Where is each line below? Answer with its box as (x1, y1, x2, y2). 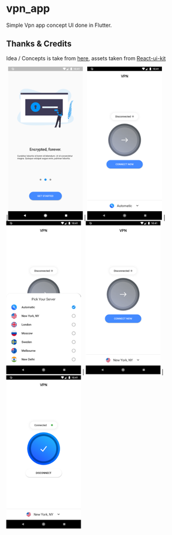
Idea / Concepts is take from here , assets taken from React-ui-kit (6, 54, 166, 61)
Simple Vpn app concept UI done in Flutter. (6, 21, 112, 29)
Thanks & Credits (6, 39, 72, 49)
